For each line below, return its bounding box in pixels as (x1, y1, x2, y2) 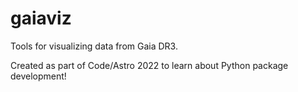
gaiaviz (10, 7, 72, 30)
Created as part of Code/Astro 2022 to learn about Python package (10, 59, 289, 71)
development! (10, 70, 67, 82)
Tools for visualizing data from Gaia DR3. (10, 40, 178, 52)
